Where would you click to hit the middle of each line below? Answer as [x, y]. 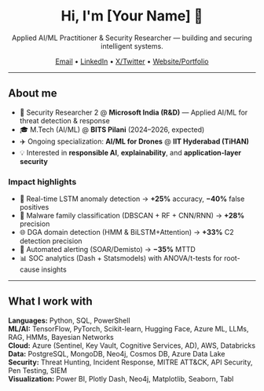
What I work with [50, 301]
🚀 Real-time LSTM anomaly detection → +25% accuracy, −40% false [132, 199]
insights [54, 269]
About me [33, 93]
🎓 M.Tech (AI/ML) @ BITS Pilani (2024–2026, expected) [112, 130]
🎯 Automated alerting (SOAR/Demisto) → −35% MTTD [108, 250]
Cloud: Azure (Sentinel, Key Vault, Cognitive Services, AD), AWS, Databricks [132, 345]
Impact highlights [42, 181]
